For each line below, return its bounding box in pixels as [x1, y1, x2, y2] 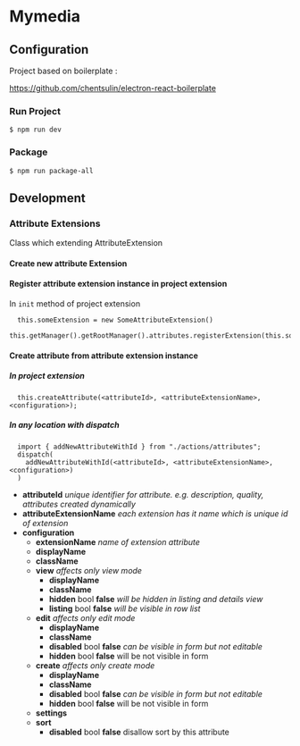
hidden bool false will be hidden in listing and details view [48, 593, 263, 604]
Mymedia [9, 6, 80, 27]
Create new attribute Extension [9, 257, 128, 269]
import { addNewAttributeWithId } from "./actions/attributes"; [17, 442, 262, 451]
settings [35, 708, 68, 718]
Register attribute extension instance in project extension [9, 279, 228, 289]
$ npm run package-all [9, 166, 94, 175]
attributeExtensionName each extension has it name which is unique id [21, 507, 288, 519]
